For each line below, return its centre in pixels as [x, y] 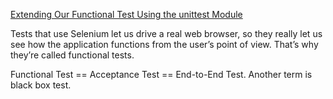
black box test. [41, 85]
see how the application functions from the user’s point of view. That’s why [164, 44]
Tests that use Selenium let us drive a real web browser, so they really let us [166, 33]
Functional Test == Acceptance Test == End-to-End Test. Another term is [161, 74]
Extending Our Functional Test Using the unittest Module [126, 14]
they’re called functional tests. [72, 55]
